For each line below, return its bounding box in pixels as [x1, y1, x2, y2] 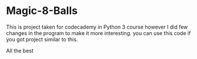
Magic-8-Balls [6, 4, 78, 18]
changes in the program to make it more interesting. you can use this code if [6, 29, 191, 36]
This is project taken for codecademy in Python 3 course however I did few [6, 23, 188, 30]
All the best [6, 47, 34, 54]
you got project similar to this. [6, 36, 78, 43]
